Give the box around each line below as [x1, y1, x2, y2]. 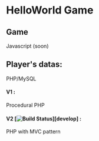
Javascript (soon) [6, 42, 49, 49]
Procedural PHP [6, 102, 45, 109]
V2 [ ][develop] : [6, 115, 81, 122]
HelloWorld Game [6, 4, 94, 17]
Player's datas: [6, 59, 63, 69]
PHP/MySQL [6, 75, 37, 82]
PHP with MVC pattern [6, 128, 61, 135]
